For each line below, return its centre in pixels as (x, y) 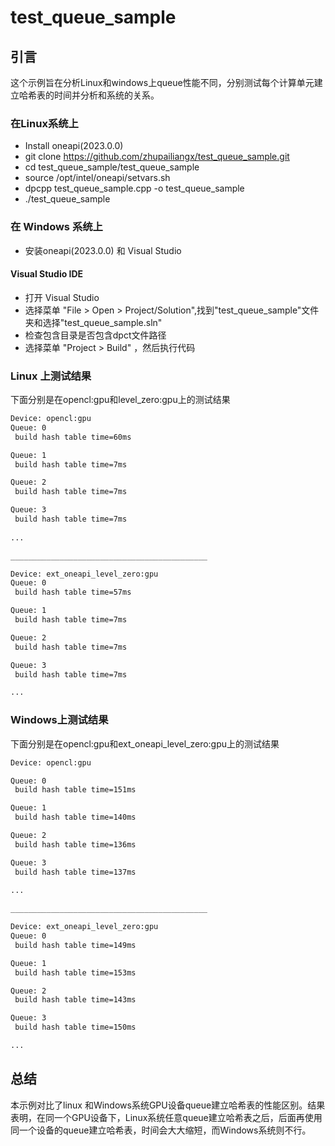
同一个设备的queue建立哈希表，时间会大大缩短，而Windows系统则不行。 (161, 1130)
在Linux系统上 (44, 123)
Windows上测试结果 (59, 720)
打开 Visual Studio (62, 297)
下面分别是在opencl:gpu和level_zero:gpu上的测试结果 (120, 400)
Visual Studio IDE (47, 274)
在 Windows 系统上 (56, 227)
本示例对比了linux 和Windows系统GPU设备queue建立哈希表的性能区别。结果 (168, 1105)
